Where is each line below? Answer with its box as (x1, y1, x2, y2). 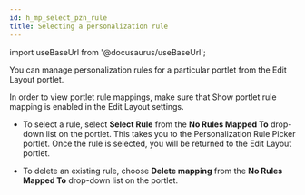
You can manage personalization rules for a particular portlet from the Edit (9, 64, 288, 75)
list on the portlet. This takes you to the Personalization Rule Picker (45, 128, 296, 139)
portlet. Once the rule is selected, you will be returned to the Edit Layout (22, 138, 292, 149)
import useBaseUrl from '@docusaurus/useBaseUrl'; (9, 46, 206, 57)
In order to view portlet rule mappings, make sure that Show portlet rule (9, 92, 277, 102)
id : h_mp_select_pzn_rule (9, 13, 107, 23)
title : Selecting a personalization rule (9, 22, 169, 31)
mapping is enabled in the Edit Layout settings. (9, 101, 184, 112)
